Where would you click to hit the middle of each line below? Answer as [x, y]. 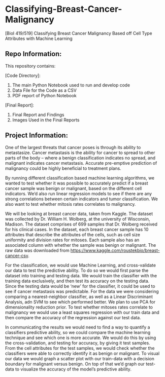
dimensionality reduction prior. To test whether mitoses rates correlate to [79, 307]
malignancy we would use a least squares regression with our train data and [82, 312]
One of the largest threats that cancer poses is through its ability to [73, 147]
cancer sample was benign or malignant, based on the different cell [73, 188]
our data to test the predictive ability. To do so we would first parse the [77, 270]
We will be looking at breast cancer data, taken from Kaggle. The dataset [79, 214]
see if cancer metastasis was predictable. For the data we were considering [82, 291]
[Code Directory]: [23, 75]
